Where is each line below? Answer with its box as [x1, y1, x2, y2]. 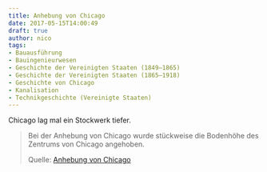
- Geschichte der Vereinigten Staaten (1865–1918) [8, 71, 181, 79]
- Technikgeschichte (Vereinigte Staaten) [8, 94, 152, 102]
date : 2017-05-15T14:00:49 [8, 19, 98, 27]
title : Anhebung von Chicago [8, 11, 106, 20]
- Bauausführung [8, 49, 62, 57]
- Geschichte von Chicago [8, 78, 94, 86]
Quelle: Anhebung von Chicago [27, 155, 131, 165]
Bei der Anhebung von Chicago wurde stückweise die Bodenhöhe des [27, 131, 259, 141]
